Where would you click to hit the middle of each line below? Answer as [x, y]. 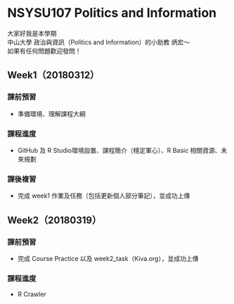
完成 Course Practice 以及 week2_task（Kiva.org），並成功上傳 [108, 258]
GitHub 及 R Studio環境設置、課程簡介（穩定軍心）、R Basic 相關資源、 [119, 150]
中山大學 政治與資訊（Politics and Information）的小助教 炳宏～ [99, 42]
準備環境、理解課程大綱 [51, 113]
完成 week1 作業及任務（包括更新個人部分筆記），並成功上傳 [104, 196]
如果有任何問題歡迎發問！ [44, 51]
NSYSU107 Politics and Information [112, 13]
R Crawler [32, 294]
